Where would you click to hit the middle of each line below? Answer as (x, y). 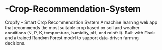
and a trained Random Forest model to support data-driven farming (72, 38)
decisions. (15, 43)
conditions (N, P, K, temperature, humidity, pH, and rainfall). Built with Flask (80, 33)
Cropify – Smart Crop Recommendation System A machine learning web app (81, 22)
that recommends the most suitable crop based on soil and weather (72, 27)
